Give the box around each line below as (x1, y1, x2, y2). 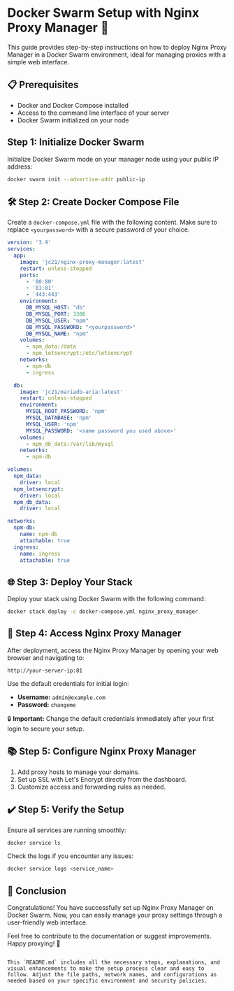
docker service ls (7, 839, 61, 846)
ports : (20, 272, 39, 279)
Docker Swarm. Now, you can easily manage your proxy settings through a (7, 911, 223, 920)
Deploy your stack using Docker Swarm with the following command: (7, 595, 206, 603)
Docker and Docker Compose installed (17, 101, 129, 109)
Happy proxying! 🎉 (7, 939, 61, 948)
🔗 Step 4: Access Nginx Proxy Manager (7, 628, 182, 640)
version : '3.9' (7, 239, 52, 246)
